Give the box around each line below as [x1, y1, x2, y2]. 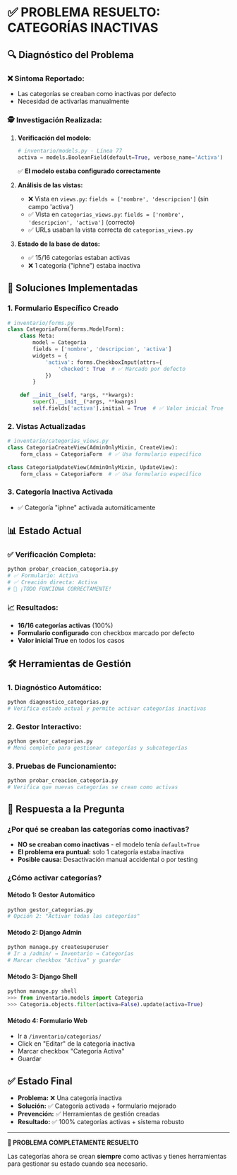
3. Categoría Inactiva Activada [7, 487, 114, 497]
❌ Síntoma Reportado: [7, 73, 85, 83]
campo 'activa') [28, 202, 74, 211]
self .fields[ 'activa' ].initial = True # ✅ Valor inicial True [32, 404, 224, 412]
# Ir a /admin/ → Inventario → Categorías [7, 950, 134, 957]
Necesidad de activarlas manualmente [17, 97, 129, 105]
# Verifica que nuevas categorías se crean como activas [7, 784, 178, 791]
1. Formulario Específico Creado [7, 303, 119, 313]
